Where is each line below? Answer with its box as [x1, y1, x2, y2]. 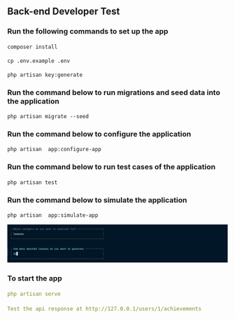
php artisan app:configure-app [7, 146, 101, 153]
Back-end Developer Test [7, 6, 120, 17]
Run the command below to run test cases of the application [7, 162, 215, 172]
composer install [7, 43, 58, 50]
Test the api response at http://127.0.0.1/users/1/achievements [7, 305, 201, 312]
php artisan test [7, 178, 58, 186]
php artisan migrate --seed [7, 113, 90, 120]
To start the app [7, 274, 63, 283]
